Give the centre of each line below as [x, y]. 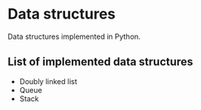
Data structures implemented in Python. [74, 36]
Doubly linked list [48, 81]
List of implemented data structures [100, 62]
